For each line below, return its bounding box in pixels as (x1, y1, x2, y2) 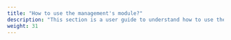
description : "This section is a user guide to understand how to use (7, 16, 214, 23)
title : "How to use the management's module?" (7, 9, 143, 17)
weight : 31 (7, 22, 38, 29)
